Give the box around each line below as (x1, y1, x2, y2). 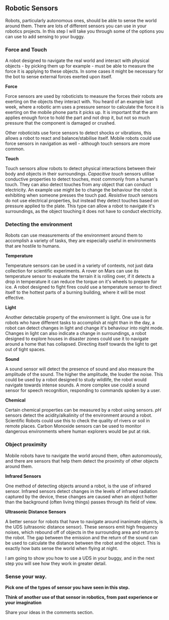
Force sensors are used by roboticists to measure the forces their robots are (5, 93, 163, 99)
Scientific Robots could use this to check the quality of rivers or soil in (5, 418, 150, 424)
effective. (5, 295, 25, 301)
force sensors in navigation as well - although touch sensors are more (5, 141, 150, 147)
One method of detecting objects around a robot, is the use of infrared (5, 483, 151, 489)
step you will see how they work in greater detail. (5, 560, 107, 567)
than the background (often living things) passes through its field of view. (5, 499, 157, 505)
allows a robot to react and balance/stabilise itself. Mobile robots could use (5, 135, 161, 141)
